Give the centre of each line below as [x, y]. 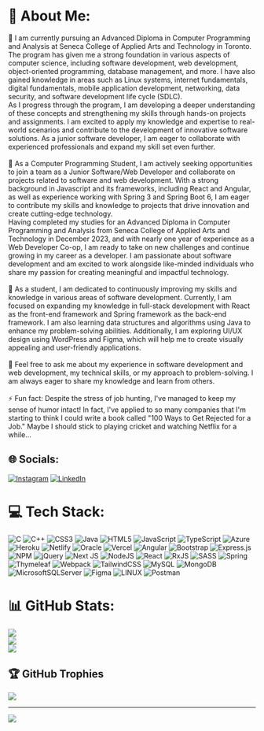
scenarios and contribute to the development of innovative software [138, 130]
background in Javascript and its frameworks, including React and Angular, [130, 188]
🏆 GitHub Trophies [56, 674]
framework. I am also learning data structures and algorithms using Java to [130, 322]
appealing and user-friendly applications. [75, 347]
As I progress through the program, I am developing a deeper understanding [132, 105]
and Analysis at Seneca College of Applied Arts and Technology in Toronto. [130, 46]
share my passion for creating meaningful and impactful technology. [119, 272]
